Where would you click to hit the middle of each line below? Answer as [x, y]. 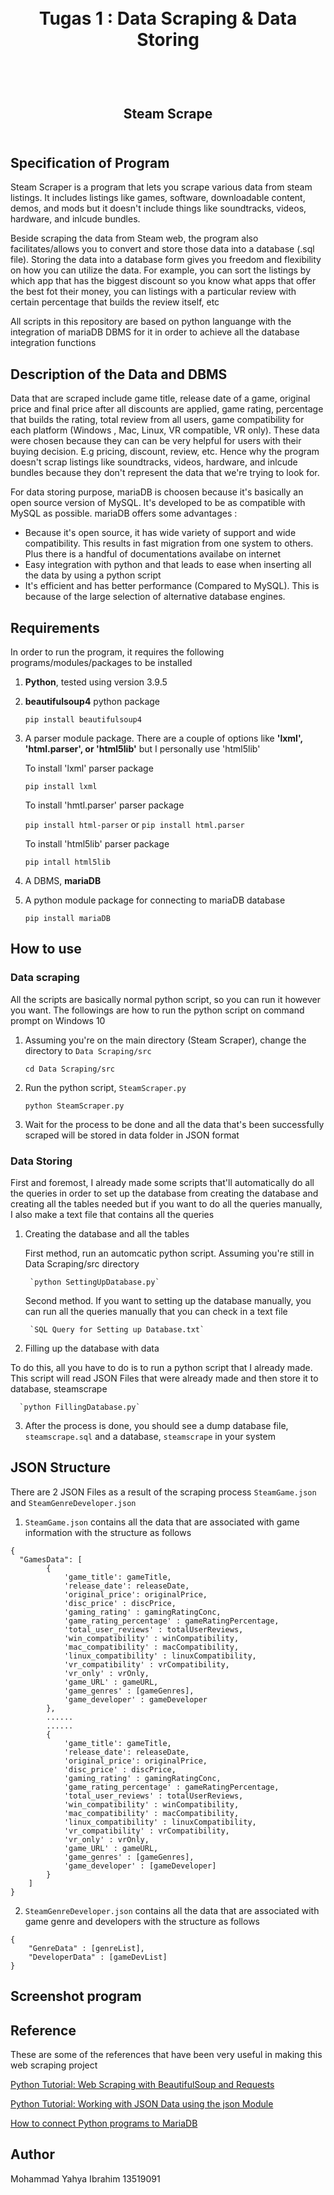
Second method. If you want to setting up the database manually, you [168, 1300]
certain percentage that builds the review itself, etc [115, 302]
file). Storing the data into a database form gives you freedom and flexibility [166, 260]
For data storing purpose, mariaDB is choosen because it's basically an [157, 492]
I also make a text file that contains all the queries [112, 1214]
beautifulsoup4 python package [92, 702]
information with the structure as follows [108, 1532]
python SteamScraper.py [74, 1106]
